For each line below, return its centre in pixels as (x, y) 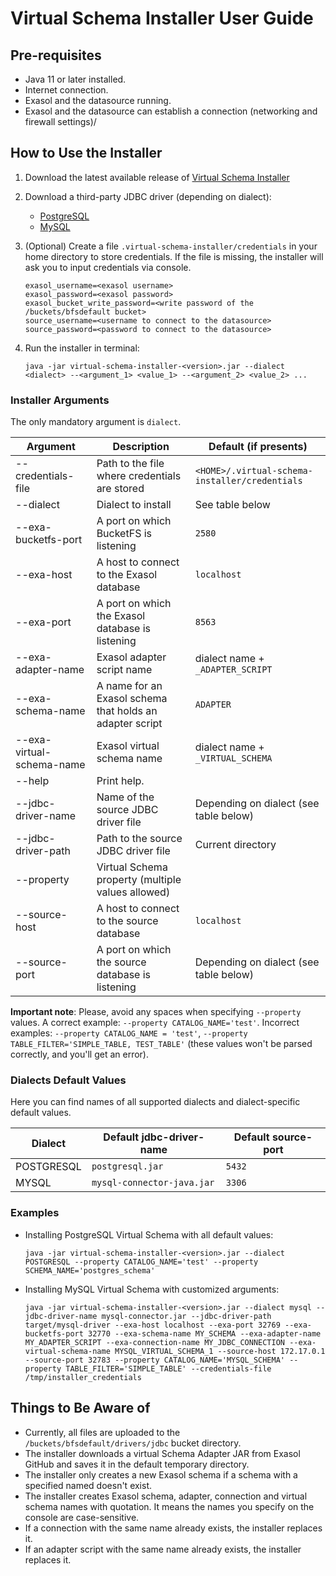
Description (141, 447)
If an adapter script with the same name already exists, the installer (163, 1549)
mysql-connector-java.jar (153, 1183)
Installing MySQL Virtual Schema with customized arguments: (152, 1289)
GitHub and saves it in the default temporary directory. (137, 1464)
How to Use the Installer (86, 153)
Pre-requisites (56, 55)
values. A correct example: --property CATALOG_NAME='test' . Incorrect (155, 1023)
